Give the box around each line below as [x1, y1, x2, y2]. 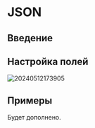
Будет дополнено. [7, 113, 61, 122]
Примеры [7, 94, 53, 106]
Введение [7, 32, 53, 44]
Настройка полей [7, 55, 89, 67]
